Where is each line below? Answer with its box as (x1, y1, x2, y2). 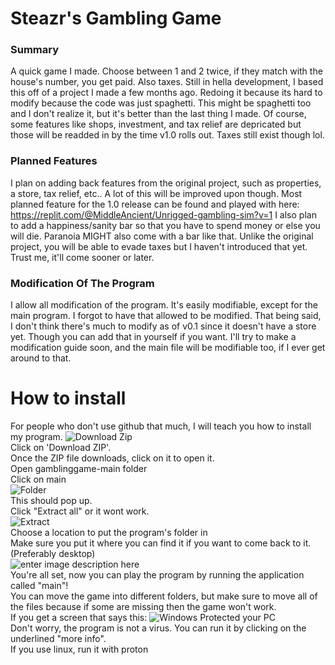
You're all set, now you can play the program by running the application (10, 569, 305, 581)
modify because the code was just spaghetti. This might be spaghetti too (10, 97, 312, 109)
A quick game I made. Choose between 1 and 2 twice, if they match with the (10, 65, 323, 77)
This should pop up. (10, 495, 93, 507)
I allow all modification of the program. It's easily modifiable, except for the (10, 299, 318, 311)
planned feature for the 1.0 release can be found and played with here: (10, 198, 300, 210)
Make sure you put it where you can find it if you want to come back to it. (10, 537, 312, 549)
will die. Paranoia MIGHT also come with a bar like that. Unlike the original (10, 230, 314, 242)
